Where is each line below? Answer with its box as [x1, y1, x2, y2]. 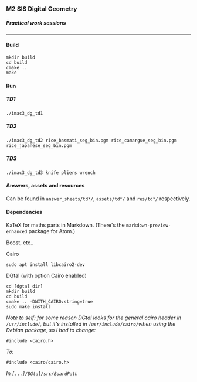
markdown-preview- [125, 223, 171, 228]
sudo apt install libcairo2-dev [6, 262, 85, 268]
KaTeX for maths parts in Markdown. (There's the [6, 221, 125, 228]
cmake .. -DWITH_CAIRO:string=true [6, 299, 93, 305]
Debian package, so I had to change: [6, 327, 96, 333]
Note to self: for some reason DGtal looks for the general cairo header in [6, 314, 182, 321]
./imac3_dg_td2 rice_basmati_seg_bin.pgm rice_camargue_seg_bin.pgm [6, 137, 177, 144]
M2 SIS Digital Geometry [6, 5, 77, 13]
